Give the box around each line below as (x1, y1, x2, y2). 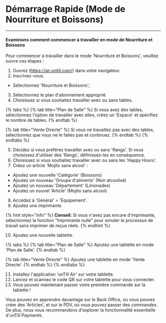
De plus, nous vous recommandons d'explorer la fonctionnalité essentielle (5, 307, 156, 313)
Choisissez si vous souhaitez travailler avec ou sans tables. (12, 97, 133, 103)
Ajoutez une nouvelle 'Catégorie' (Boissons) (12, 172, 102, 178)
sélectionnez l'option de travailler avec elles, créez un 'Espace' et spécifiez (5, 112, 158, 118)
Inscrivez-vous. (12, 73, 45, 79)
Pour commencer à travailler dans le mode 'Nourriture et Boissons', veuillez (5, 53, 159, 59)
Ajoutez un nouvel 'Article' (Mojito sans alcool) (12, 188, 107, 194)
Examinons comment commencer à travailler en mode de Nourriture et (5, 36, 153, 42)
